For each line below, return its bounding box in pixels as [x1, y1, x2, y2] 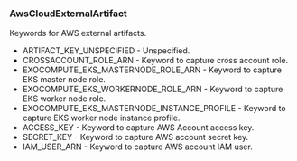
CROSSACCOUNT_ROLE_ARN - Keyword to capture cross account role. [22, 55, 289, 66]
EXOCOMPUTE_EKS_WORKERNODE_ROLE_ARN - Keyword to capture [22, 84, 283, 95]
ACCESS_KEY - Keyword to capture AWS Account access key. [22, 122, 255, 133]
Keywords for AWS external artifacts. [9, 28, 147, 39]
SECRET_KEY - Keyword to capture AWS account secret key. [22, 132, 249, 143]
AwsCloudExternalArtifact [9, 7, 128, 20]
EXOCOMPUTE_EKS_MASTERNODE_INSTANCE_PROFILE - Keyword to [22, 103, 286, 114]
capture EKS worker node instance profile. [22, 112, 181, 124]
